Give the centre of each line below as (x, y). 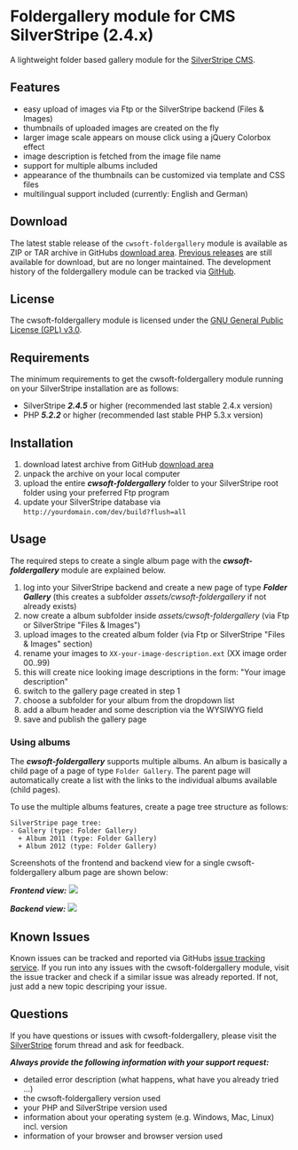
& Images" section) (58, 644)
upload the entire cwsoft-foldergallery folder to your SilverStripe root (150, 483)
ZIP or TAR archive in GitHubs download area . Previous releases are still (141, 252)
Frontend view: (39, 891)
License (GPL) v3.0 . (46, 330)
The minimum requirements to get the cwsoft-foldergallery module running (147, 379)
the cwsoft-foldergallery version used (92, 1098)
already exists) (50, 606)
